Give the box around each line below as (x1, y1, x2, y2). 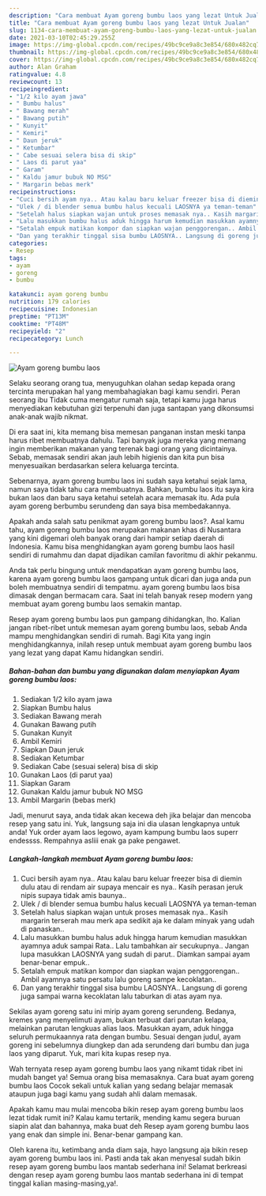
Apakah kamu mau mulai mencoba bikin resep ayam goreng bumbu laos (9, 1104, 244, 1115)
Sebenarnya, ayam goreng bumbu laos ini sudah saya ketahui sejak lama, (9, 476, 248, 486)
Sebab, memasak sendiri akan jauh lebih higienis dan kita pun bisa (9, 452, 225, 462)
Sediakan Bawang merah (20, 711, 102, 721)
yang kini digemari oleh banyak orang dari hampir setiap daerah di (9, 534, 224, 543)
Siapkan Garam (20, 779, 71, 788)
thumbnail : (9, 48, 45, 56)
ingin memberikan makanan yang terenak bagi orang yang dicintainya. (9, 444, 238, 454)
